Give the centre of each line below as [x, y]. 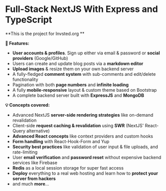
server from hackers [34, 179]
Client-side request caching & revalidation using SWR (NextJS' [78, 125]
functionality [25, 79]
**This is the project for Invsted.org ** [45, 33]
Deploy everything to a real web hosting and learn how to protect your [85, 173]
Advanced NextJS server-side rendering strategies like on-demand [83, 115]
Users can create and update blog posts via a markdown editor [78, 63]
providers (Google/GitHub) [40, 58]
